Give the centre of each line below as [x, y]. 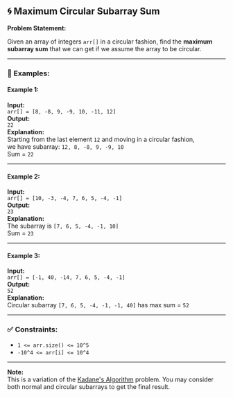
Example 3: [24, 255]
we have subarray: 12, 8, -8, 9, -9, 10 [66, 146]
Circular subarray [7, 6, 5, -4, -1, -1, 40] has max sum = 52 [98, 305]
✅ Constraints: [33, 329]
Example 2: [24, 177]
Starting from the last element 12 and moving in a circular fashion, [101, 139]
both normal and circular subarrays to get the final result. [89, 386]
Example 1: [23, 90]
